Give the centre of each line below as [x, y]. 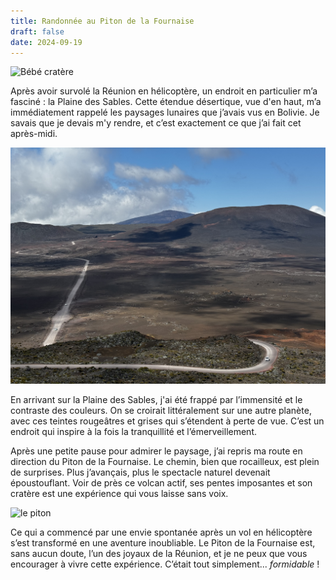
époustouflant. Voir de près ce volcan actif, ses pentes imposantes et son [161, 483]
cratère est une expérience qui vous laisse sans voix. [119, 494]
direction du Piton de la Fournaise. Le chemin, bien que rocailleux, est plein [165, 462]
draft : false [37, 31]
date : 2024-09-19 [46, 42]
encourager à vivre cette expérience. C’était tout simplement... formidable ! [165, 564]
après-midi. [34, 134]
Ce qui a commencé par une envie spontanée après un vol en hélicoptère [161, 532]
